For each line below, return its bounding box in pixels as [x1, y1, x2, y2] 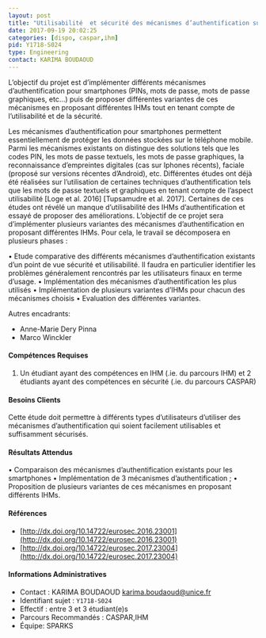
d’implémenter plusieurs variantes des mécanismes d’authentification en [8, 219, 245, 228]
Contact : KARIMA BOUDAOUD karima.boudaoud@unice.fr [19, 587, 211, 597]
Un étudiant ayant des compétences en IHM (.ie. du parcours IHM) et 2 [19, 369, 252, 378]
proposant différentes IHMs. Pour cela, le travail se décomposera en [8, 227, 231, 237]
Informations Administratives [8, 570, 107, 579]
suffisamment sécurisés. [8, 430, 89, 439]
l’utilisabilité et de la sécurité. [8, 111, 103, 120]
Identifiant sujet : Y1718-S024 [19, 595, 112, 605]
